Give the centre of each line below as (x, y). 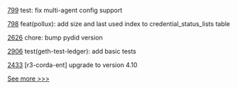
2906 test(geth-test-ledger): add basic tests (72, 51)
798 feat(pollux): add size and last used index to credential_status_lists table (119, 24)
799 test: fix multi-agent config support (65, 10)
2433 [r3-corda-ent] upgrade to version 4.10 (72, 65)
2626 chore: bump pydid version (55, 37)
